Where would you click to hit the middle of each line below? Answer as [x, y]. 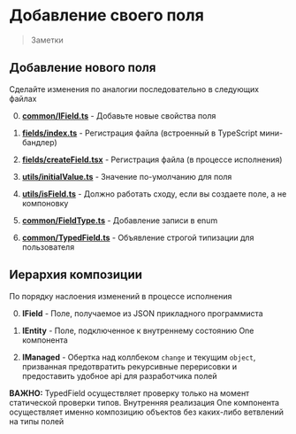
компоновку [45, 203]
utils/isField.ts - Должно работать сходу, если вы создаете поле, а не [154, 194]
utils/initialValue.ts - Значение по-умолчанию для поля [127, 176]
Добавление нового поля [83, 68]
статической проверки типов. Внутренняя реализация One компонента [144, 402]
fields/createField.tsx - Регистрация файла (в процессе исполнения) [152, 159]
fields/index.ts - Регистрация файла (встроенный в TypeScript [140, 133]
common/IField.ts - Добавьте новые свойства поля [119, 115]
